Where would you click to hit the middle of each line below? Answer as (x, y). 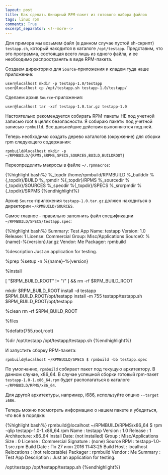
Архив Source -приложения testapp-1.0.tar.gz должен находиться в (78, 201)
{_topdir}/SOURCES (26, 185)
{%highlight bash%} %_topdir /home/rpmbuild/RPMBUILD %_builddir (77, 175)
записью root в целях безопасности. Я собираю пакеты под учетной (79, 121)
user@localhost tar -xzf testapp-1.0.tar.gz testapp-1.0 (66, 107)
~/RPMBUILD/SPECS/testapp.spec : (38, 221)
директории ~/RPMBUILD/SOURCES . (39, 206)
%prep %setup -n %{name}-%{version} (47, 261)
